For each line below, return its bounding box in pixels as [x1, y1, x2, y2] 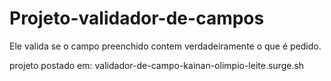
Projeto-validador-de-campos [9, 7, 265, 30]
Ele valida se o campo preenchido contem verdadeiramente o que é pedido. [9, 40, 322, 52]
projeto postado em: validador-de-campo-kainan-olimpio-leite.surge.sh [9, 59, 305, 71]
